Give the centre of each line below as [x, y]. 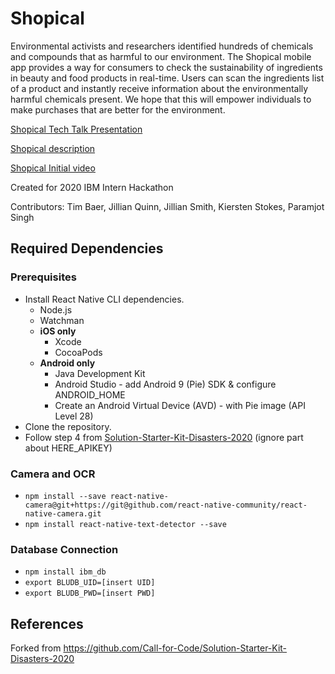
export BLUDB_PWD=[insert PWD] [90, 593]
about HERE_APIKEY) [68, 448]
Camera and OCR [53, 474]
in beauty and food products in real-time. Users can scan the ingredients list [167, 78]
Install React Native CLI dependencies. [104, 299]
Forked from [36, 648]
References [47, 623]
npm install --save [65, 496]
